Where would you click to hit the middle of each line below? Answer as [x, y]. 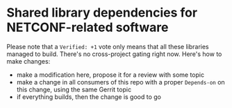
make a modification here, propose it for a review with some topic [110, 75]
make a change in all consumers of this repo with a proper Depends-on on [121, 82]
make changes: [28, 61]
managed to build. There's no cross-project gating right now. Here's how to [114, 54]
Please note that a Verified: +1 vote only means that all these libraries [108, 46]
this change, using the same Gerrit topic [74, 89]
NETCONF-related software [88, 27]
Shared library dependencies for [102, 13]
